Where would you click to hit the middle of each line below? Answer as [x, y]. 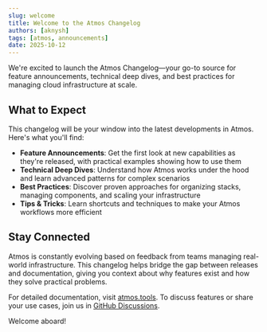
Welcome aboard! [37, 321]
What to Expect [47, 109]
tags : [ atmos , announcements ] [59, 38]
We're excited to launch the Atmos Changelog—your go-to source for [122, 68]
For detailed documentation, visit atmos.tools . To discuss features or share [131, 297]
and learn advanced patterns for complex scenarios [105, 178]
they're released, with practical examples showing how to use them [130, 161]
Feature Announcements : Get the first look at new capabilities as [128, 153]
